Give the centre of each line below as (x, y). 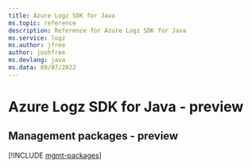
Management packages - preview (93, 136)
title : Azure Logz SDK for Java (62, 16)
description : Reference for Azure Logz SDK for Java (97, 30)
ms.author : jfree (37, 45)
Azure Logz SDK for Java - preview (126, 106)
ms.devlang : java (37, 61)
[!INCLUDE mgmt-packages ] (55, 155)
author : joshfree (37, 53)
